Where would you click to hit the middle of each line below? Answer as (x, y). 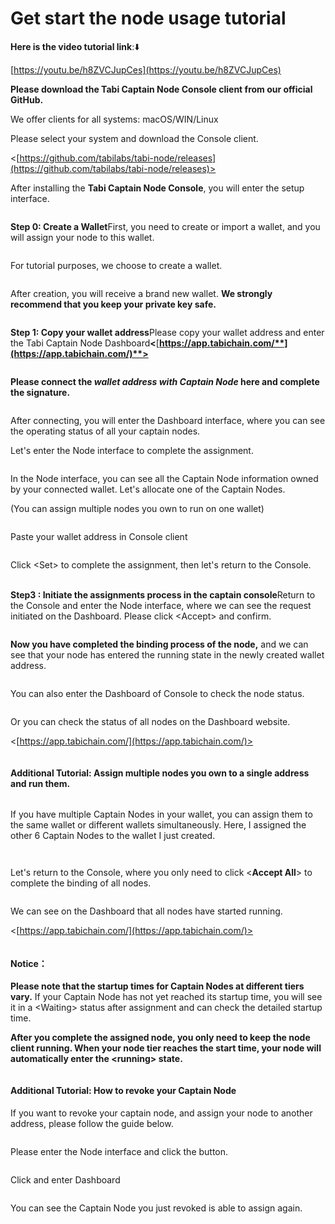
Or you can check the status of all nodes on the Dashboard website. (150, 721)
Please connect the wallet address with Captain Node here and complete (165, 381)
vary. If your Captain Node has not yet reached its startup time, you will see (166, 997)
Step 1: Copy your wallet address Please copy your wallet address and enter (167, 332)
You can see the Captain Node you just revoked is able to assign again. (156, 1208)
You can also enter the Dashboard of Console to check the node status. (157, 693)
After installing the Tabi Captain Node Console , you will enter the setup (157, 188)
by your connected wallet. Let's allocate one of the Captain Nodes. (148, 489)
